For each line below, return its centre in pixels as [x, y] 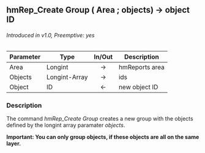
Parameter [25, 56]
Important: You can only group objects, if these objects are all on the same [103, 136]
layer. [14, 143]
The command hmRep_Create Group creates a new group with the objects [100, 118]
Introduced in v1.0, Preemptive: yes [50, 35]
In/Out [103, 56]
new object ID [138, 87]
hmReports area [142, 67]
